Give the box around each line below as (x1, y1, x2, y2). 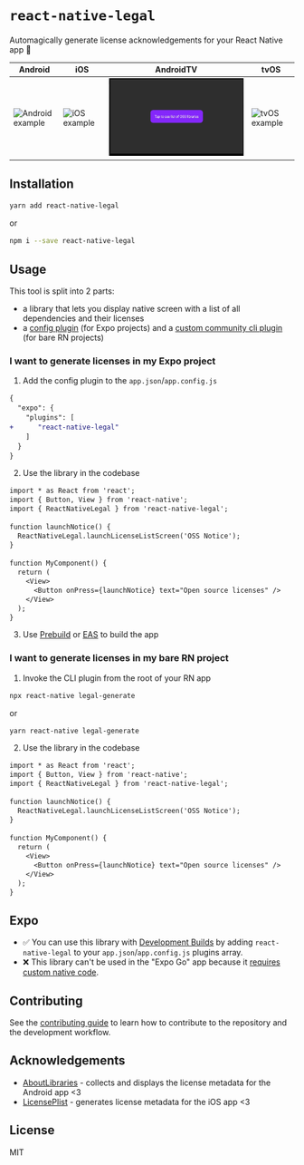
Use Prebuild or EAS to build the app (22, 629, 159, 640)
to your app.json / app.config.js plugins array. (73, 947, 243, 958)
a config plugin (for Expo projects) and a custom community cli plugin (22, 322, 283, 333)
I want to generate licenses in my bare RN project (9, 652, 229, 665)
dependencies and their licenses (22, 313, 145, 324)
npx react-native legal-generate (9, 691, 136, 700)
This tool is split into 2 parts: (9, 286, 115, 296)
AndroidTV (155, 64, 197, 75)
